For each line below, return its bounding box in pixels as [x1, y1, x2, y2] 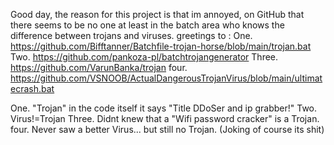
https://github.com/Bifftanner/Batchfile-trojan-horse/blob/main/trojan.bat [10, 40, 312, 52]
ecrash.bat [10, 83, 55, 94]
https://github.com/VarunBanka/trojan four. [10, 62, 188, 73]
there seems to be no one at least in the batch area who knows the [10, 19, 285, 31]
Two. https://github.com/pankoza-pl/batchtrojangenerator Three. [10, 51, 279, 63]
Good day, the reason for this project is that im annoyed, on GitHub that [10, 9, 305, 20]
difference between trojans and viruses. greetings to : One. [10, 30, 253, 41]
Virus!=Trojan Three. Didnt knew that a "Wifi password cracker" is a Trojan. [10, 113, 320, 124]
